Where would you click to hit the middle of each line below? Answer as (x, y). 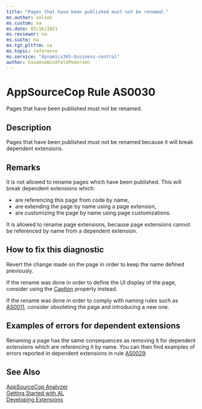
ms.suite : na (23, 40)
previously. (20, 270)
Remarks (24, 167)
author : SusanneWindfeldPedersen (48, 62)
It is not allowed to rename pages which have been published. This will (94, 182)
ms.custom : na (24, 23)
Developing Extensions (35, 399)
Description (29, 127)
